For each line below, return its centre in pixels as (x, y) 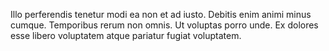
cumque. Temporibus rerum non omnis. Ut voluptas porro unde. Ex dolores (164, 25)
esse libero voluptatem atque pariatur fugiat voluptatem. (126, 35)
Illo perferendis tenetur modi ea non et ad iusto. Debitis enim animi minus (161, 14)
